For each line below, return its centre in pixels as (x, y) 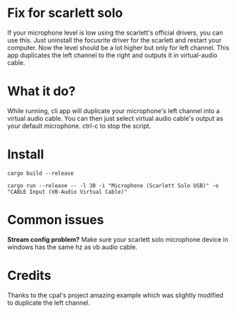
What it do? (42, 92)
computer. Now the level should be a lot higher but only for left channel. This (118, 47)
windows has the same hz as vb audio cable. (72, 247)
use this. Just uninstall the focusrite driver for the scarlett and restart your (114, 40)
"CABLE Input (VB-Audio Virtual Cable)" (68, 192)
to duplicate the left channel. (49, 303)
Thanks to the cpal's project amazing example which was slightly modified (116, 295)
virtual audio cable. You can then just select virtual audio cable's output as (115, 118)
